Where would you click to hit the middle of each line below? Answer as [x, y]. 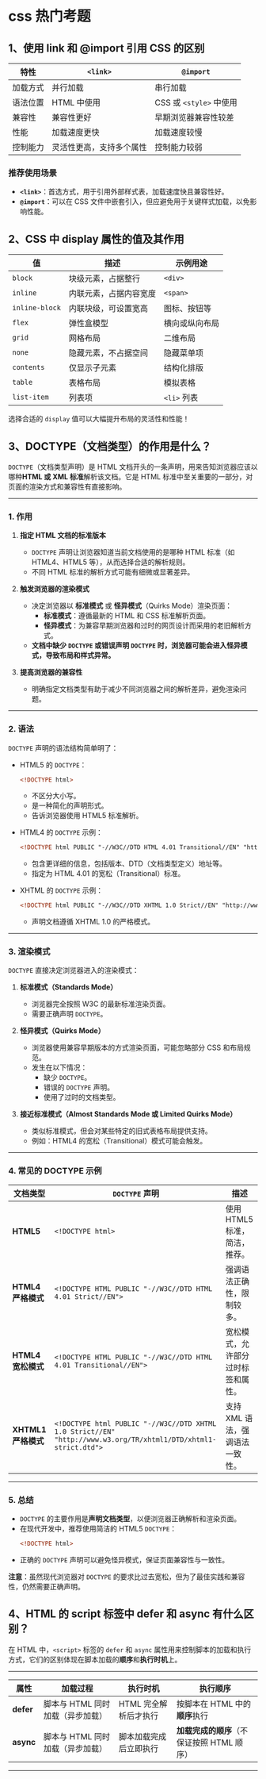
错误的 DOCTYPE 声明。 [79, 1087]
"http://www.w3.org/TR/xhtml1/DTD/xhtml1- [135, 1439]
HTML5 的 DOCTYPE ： [53, 765]
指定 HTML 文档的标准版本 [63, 536]
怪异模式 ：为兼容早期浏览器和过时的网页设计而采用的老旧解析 [144, 626]
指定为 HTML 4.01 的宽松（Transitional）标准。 [108, 874]
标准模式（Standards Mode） [68, 987]
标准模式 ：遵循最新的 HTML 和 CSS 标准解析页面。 [127, 616]
